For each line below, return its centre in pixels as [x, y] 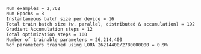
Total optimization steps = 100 [47, 34]
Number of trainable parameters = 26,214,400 [64, 40]
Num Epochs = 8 [25, 14]
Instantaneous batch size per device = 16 [60, 19]
